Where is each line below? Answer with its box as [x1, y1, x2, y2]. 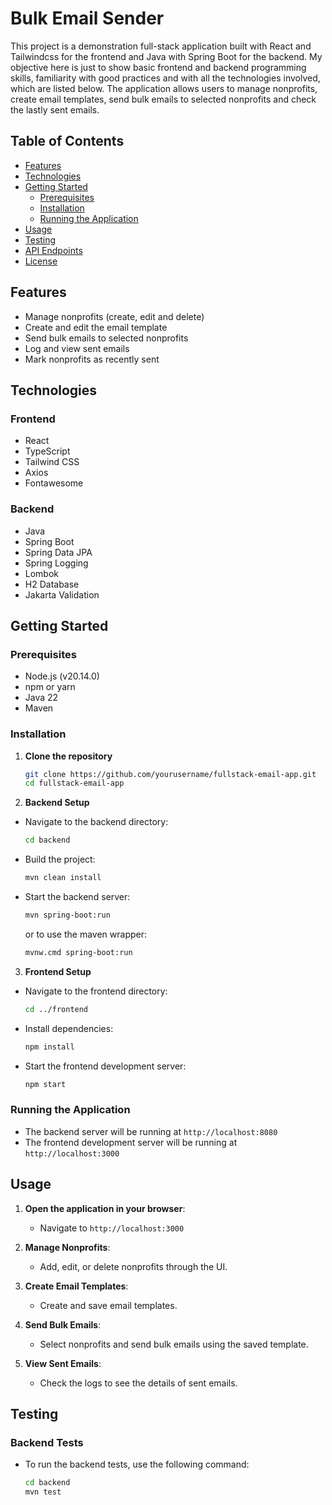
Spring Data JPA [24, 546, 93, 558]
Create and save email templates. [39, 1299, 178, 1311]
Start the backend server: [24, 891, 131, 903]
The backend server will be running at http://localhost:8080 [24, 1125, 278, 1137]
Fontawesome [24, 477, 84, 489]
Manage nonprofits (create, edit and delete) [24, 310, 205, 322]
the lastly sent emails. [10, 103, 100, 116]
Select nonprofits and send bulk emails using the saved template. [39, 1338, 309, 1350]
